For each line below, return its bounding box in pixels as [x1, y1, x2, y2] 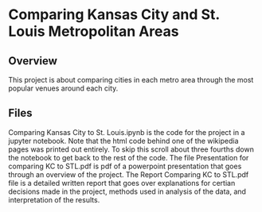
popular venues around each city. [8, 83, 119, 93]
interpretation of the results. [8, 195, 100, 204]
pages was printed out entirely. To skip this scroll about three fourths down [8, 145, 255, 154]
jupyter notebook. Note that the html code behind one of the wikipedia [8, 136, 239, 145]
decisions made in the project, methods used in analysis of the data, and [8, 187, 247, 196]
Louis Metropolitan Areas [8, 22, 179, 40]
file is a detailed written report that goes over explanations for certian [8, 178, 236, 187]
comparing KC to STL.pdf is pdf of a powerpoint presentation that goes [8, 161, 242, 171]
